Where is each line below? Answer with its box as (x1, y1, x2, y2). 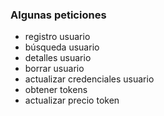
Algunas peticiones (10, 8, 107, 22)
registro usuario (24, 31, 91, 43)
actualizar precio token (24, 94, 120, 107)
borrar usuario (24, 63, 85, 75)
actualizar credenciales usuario (24, 73, 155, 85)
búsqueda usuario (24, 41, 100, 53)
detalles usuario (24, 52, 92, 64)
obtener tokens (24, 84, 88, 96)
